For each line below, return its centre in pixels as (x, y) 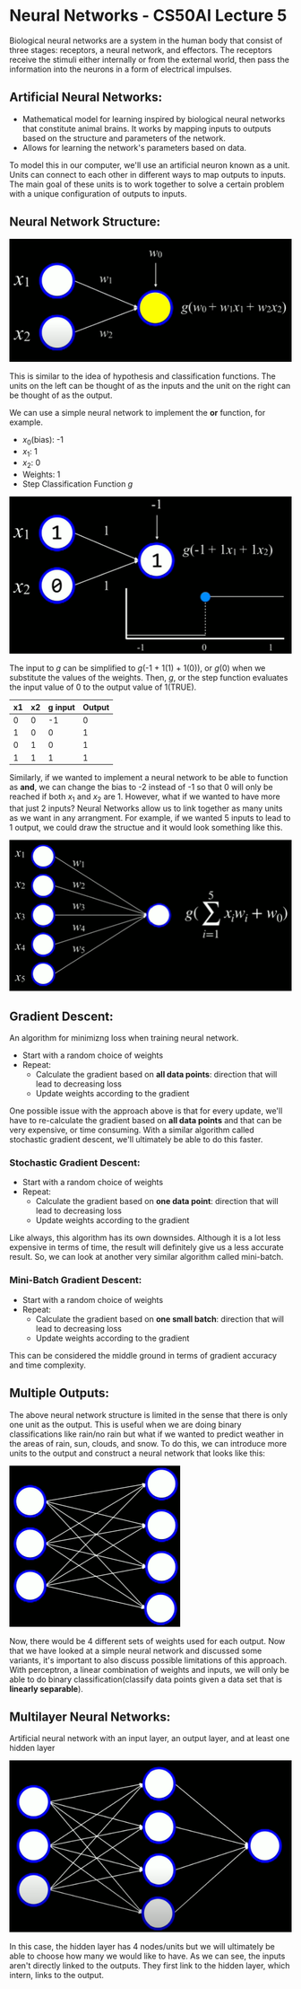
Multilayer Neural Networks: (90, 1716)
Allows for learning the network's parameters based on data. (134, 147)
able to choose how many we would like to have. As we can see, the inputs (147, 1956)
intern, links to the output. (57, 1976)
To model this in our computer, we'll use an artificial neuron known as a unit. (150, 165)
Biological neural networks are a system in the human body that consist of (146, 40)
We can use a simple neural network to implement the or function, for (138, 412)
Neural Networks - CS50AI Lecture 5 (148, 16)
